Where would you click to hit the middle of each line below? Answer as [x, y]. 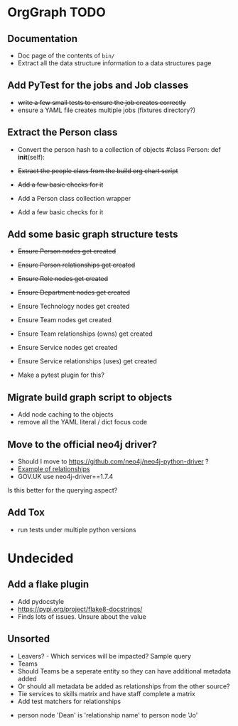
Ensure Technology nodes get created [74, 307]
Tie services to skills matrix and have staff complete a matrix [106, 693]
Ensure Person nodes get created [66, 251]
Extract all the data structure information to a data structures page [114, 63]
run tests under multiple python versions [77, 529]
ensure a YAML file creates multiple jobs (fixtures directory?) [107, 110]
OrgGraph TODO [57, 12]
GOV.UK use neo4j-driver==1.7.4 [65, 477]
